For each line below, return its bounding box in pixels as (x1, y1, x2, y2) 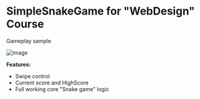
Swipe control (15, 72, 50, 80)
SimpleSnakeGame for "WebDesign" (6, 4, 195, 18)
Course (6, 17, 44, 31)
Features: (6, 61, 32, 68)
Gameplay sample (6, 37, 52, 44)
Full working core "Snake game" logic (15, 85, 110, 92)
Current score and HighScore (15, 79, 89, 86)
